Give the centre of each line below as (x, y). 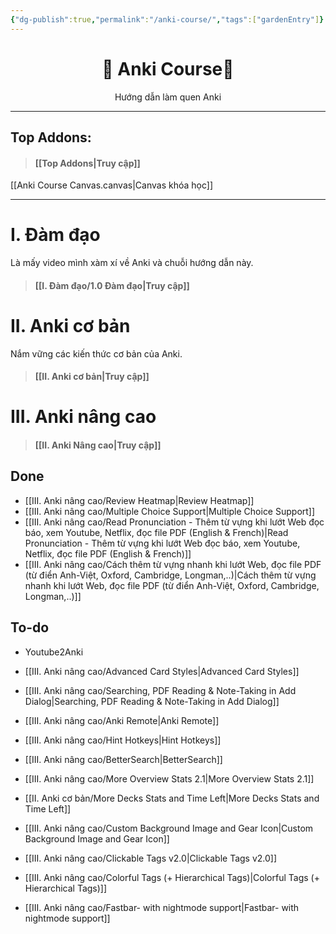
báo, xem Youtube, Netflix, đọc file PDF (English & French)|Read (156, 532)
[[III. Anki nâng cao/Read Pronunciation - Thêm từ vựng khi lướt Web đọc (174, 522)
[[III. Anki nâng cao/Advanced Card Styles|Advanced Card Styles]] (162, 671)
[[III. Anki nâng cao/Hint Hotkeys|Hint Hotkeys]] (123, 740)
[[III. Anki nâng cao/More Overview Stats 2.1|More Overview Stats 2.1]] (169, 778)
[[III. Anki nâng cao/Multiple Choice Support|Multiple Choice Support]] (170, 511)
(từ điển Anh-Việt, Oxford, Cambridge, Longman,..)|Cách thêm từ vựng (170, 575)
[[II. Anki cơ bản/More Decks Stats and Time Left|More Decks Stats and (172, 798)
